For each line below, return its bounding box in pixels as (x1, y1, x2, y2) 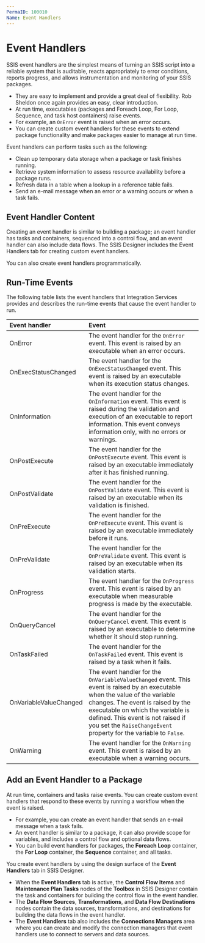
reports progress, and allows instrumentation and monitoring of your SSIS (6, 74, 192, 81)
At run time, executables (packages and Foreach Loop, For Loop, (15, 105, 179, 113)
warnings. (88, 435, 117, 444)
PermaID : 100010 (6, 9, 48, 15)
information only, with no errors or (88, 427, 187, 436)
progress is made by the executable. (88, 600, 193, 608)
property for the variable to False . (88, 729, 185, 738)
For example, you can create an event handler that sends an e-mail (15, 816, 184, 823)
